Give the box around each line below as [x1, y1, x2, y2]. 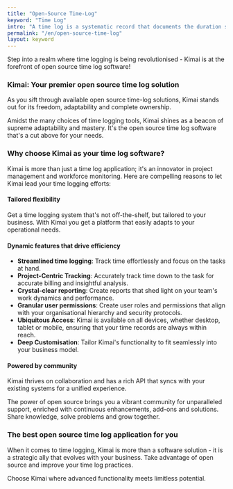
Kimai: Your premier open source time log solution [7, 80, 180, 90]
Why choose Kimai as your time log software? [7, 149, 165, 159]
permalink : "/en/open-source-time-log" [7, 29, 123, 37]
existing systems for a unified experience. [7, 384, 127, 393]
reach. [17, 331, 36, 339]
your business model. [17, 346, 79, 354]
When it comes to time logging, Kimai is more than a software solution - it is [7, 446, 223, 454]
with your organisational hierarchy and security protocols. [17, 309, 182, 317]
